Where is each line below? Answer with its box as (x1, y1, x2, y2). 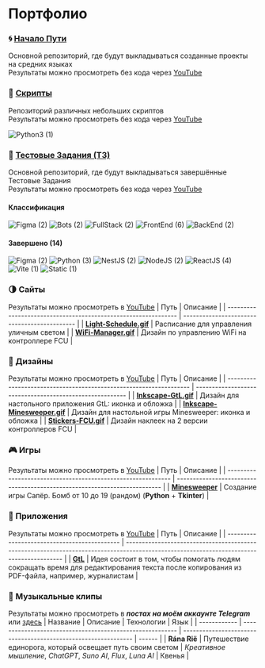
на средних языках (8, 60, 73, 69)
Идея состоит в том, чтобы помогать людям (90, 554, 241, 563)
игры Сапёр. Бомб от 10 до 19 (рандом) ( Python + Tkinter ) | (8, 491, 210, 501)
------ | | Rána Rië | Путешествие (138, 634, 249, 643)
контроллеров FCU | (8, 424, 78, 434)
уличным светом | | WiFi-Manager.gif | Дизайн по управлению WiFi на (8, 327, 247, 337)
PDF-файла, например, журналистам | (8, 570, 138, 580)
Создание (223, 482, 257, 492)
